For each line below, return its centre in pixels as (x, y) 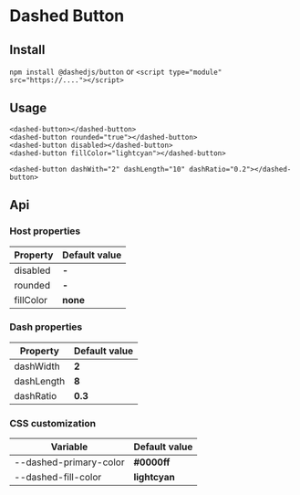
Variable (69, 447)
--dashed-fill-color (58, 478)
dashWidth (37, 366)
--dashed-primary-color (69, 462)
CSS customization (53, 423)
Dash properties (46, 327)
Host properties (45, 231)
